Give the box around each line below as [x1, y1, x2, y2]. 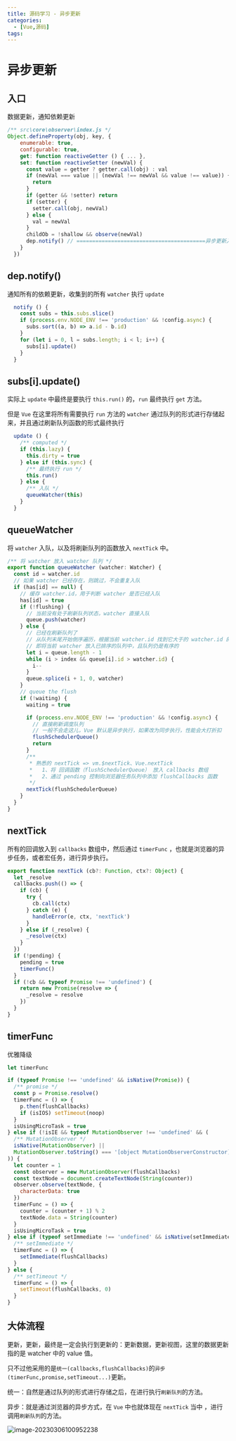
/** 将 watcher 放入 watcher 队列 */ [7, 557, 112, 564]
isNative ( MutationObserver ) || [13, 1142, 105, 1149]
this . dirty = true [25, 452, 80, 459]
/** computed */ [20, 439, 68, 446]
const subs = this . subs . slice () [20, 310, 114, 317]
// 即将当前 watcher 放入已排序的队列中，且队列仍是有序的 [25, 642, 179, 650]
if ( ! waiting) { [20, 694, 68, 702]
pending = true [20, 959, 65, 966]
